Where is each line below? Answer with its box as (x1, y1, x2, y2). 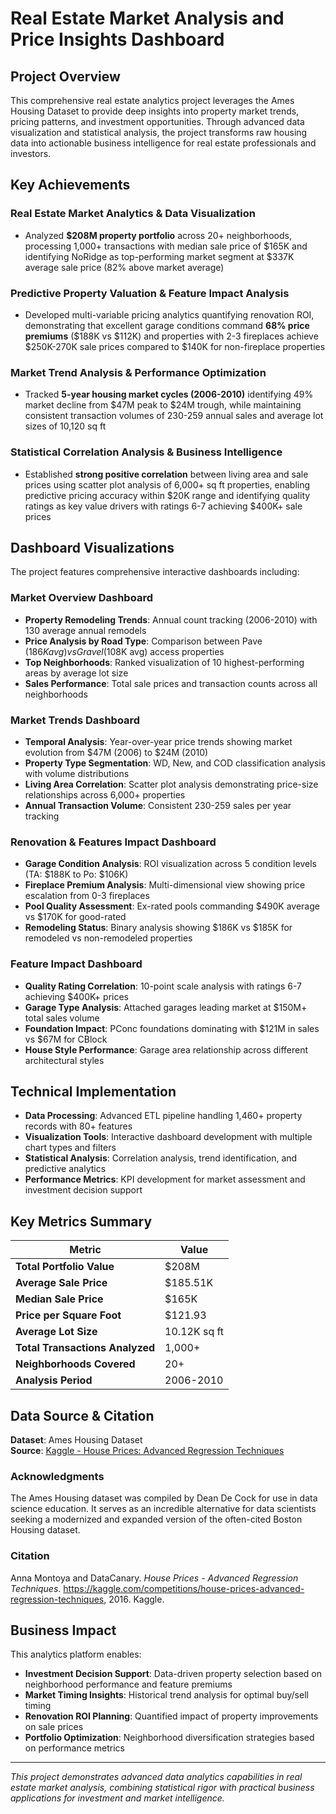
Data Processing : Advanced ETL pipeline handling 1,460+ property (24, 1110, 303, 1122)
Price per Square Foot (15, 1308, 122, 1322)
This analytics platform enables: (10, 1648, 142, 1661)
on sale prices (24, 1721, 84, 1733)
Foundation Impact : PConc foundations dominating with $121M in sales (24, 1022, 320, 1034)
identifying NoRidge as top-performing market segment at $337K (24, 250, 295, 262)
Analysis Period (15, 1373, 93, 1387)
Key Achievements (10, 177, 131, 194)
